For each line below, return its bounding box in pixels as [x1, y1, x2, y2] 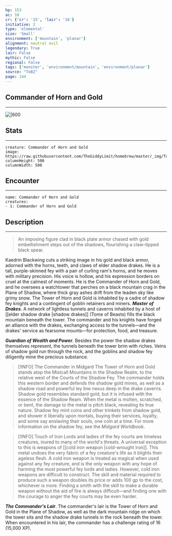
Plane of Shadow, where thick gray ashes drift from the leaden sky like [5, 290, 154, 296]
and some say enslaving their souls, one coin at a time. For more [17, 418, 154, 424]
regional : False [5, 60, 40, 65]
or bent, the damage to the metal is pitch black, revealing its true [17, 402, 154, 408]
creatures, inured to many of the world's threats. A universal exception [17, 439, 167, 445]
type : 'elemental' [5, 27, 45, 32]
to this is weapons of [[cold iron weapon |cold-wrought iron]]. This [17, 444, 159, 451]
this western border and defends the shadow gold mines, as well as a [17, 380, 165, 387]
